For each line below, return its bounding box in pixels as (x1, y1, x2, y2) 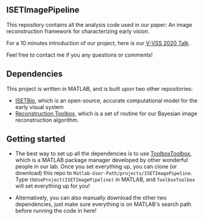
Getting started (6, 134, 66, 144)
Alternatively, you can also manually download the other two (15, 194, 167, 202)
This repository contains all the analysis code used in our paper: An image (6, 21, 192, 28)
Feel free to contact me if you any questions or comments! (6, 51, 153, 59)
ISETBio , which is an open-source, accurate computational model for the (15, 97, 198, 104)
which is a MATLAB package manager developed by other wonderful (15, 157, 188, 164)
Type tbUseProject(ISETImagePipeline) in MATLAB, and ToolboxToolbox (15, 176, 195, 183)
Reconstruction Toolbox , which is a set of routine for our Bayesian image (15, 110, 198, 117)
